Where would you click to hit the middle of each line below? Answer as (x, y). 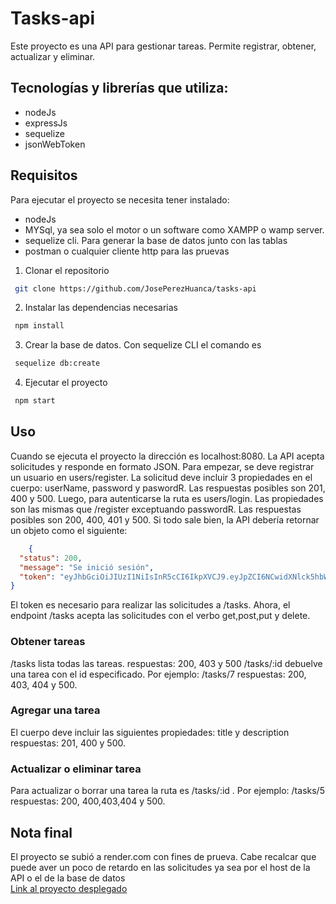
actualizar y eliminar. (53, 56)
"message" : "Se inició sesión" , (87, 567)
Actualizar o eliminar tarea (76, 769)
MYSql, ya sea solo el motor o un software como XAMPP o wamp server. (174, 229)
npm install (39, 326)
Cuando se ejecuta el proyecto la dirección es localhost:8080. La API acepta (167, 456)
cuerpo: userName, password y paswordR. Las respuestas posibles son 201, (168, 488)
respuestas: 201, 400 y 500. (68, 743)
